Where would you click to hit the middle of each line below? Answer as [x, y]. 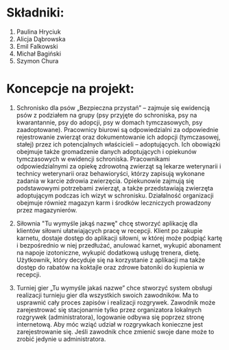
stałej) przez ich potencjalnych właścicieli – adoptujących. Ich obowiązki [118, 144]
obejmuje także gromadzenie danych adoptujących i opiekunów [106, 151]
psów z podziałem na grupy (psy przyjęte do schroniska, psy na [107, 115]
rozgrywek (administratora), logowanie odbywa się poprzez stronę [110, 317]
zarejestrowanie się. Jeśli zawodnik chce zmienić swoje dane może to [115, 331]
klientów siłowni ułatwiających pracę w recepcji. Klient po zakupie [109, 230]
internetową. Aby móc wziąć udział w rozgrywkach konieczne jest [110, 324]
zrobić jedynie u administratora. [61, 339]
